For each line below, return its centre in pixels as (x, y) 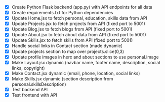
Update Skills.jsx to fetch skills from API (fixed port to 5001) (72, 40)
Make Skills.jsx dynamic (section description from (62, 78)
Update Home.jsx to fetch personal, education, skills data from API (80, 18)
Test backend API (30, 89)
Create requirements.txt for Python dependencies (62, 13)
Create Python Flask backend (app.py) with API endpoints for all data (82, 7)
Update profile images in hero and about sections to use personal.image (85, 57)
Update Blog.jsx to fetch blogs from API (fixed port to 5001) (72, 29)
